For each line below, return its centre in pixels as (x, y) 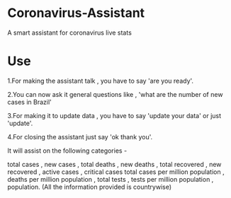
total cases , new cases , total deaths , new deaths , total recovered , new (114, 164)
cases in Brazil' (29, 102)
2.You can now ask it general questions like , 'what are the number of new (115, 94)
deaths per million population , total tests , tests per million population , (111, 179)
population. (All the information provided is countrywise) (90, 187)
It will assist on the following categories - (67, 151)
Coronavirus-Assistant (76, 13)
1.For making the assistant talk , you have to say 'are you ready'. (100, 81)
